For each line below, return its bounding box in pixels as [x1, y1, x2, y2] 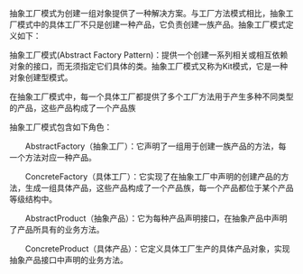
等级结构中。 [9, 194, 57, 205]
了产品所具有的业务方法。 [9, 224, 105, 234]
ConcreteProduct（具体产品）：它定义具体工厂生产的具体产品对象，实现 [25, 243, 290, 254]
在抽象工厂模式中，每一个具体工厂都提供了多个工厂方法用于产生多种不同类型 [9, 91, 294, 102]
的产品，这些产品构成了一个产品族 [9, 103, 136, 113]
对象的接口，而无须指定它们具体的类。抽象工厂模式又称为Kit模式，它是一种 [9, 61, 289, 71]
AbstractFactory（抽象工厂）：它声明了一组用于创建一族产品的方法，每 [25, 141, 287, 151]
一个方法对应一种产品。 [9, 152, 96, 162]
